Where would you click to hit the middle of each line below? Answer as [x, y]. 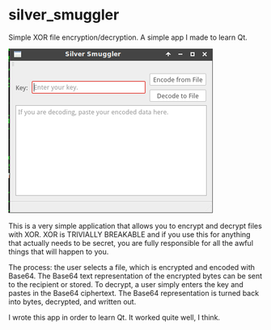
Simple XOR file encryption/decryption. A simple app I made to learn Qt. [128, 37]
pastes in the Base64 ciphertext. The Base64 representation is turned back [134, 293]
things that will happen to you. [59, 252]
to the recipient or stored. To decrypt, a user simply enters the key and [126, 284]
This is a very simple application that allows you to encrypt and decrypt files [135, 226]
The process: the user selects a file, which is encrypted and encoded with [132, 267]
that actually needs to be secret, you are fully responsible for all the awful [131, 243]
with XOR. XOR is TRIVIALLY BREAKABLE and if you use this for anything [129, 234]
